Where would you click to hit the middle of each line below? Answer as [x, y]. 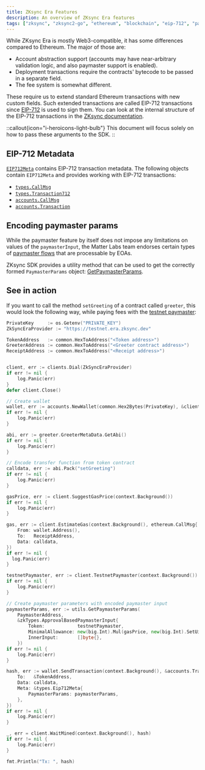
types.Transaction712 [42, 194]
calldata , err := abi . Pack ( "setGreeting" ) [61, 469]
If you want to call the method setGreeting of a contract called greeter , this [101, 305]
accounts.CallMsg [37, 200]
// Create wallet [28, 401]
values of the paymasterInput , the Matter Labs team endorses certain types [101, 247]
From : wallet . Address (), [49, 531]
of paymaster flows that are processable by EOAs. [69, 253]
